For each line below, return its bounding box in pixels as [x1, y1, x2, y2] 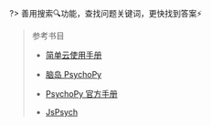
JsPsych [45, 107, 79, 117]
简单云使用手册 [45, 49, 102, 60]
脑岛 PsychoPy [45, 69, 102, 79]
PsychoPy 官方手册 [45, 89, 118, 99]
